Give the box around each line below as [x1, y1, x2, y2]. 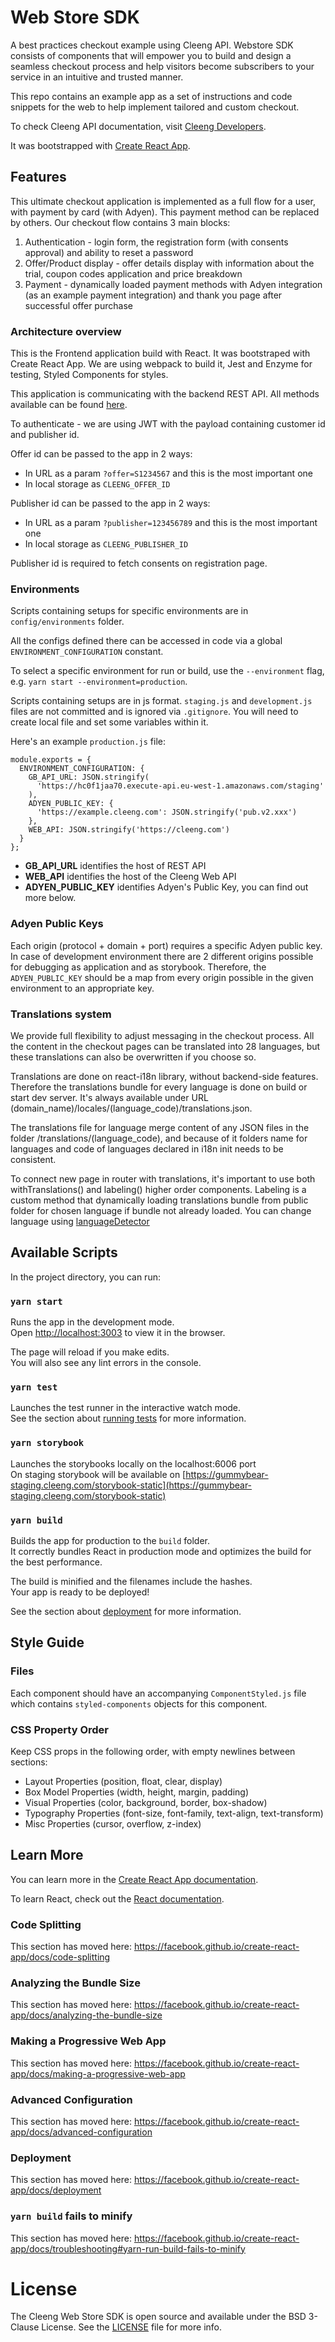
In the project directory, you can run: [10, 1271, 161, 1283]
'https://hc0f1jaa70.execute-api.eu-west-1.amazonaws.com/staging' [36, 781, 325, 791]
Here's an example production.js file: [10, 736, 167, 748]
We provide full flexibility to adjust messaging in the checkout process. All [10, 1029, 315, 1041]
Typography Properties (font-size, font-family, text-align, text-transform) [24, 1807, 324, 1819]
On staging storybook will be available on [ [10, 1468, 187, 1480]
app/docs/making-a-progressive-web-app [10, 2067, 186, 2080]
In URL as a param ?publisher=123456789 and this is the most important [24, 517, 318, 529]
